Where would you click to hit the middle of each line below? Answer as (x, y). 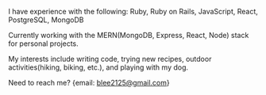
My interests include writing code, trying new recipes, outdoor (110, 59)
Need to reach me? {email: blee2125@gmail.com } (89, 83)
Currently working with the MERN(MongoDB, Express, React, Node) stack (129, 35)
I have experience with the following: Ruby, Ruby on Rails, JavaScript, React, (133, 11)
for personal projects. (44, 44)
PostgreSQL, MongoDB (46, 20)
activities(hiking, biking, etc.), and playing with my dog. (98, 67)
